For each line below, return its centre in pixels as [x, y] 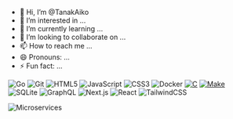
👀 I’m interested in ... [53, 20]
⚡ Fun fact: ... [41, 66]
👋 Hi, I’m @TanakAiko [54, 12]
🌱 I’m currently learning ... [61, 29]
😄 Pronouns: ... [45, 57]
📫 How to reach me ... [56, 46]
